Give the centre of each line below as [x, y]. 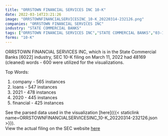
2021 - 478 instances [34, 92]
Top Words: [17, 72]
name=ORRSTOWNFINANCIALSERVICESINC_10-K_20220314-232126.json [81, 118]
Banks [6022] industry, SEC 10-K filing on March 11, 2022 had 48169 [75, 57]
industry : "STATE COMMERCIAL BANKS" [43, 28]
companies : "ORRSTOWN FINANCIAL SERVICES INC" [54, 24]
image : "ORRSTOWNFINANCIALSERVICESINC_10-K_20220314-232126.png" [74, 19]
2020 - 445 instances [35, 97]
